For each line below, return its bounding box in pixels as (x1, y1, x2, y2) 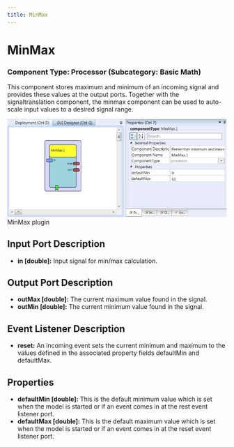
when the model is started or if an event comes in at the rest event (17, 402, 208, 411)
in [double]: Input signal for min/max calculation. (17, 257, 158, 265)
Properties (7, 377, 54, 388)
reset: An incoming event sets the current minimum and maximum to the (17, 342, 226, 350)
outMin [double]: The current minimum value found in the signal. (17, 303, 204, 311)
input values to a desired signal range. (24, 105, 134, 114)
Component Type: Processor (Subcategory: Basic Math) (7, 67, 201, 77)
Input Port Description (7, 238, 106, 250)
